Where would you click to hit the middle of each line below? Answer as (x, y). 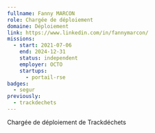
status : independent (49, 58)
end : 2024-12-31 (43, 52)
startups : (34, 71)
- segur (24, 90)
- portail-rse (46, 77)
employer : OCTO (41, 64)
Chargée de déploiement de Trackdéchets (67, 122)
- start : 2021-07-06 (43, 45)
